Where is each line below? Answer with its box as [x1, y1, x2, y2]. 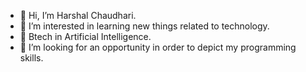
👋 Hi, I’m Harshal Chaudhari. [19, 10, 137, 21]
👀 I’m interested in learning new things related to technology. [19, 20, 270, 32]
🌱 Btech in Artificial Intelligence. [19, 31, 152, 42]
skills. [19, 52, 44, 64]
